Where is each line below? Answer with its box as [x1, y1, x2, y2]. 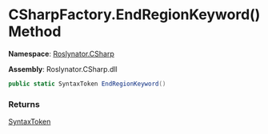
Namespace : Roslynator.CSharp [8, 49, 114, 58]
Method [8, 22, 62, 41]
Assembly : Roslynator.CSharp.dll [8, 64, 118, 73]
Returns [8, 98, 40, 109]
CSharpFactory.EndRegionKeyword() [8, 6, 261, 24]
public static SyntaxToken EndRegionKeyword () [8, 80, 166, 88]
